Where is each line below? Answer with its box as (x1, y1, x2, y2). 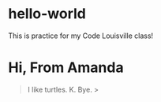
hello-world (8, 5, 87, 23)
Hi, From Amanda (8, 59, 124, 77)
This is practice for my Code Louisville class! (8, 31, 154, 40)
